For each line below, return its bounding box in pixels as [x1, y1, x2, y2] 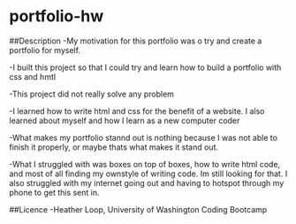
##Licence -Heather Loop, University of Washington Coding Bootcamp [9, 204, 268, 214]
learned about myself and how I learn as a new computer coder [9, 115, 240, 126]
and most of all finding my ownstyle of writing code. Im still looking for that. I [9, 168, 288, 179]
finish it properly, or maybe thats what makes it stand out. [9, 142, 219, 152]
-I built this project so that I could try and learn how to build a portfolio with [9, 62, 282, 73]
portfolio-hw [9, 6, 104, 27]
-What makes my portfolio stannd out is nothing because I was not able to [9, 132, 278, 143]
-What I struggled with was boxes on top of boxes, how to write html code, [9, 158, 281, 169]
